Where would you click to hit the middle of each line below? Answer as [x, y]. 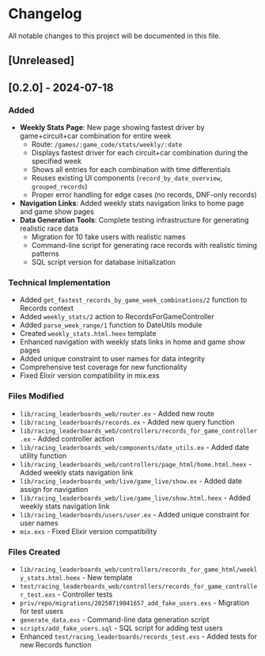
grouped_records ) [60, 186]
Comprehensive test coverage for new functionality [103, 367]
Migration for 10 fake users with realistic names [108, 237]
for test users [42, 611]
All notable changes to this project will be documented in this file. [115, 36]
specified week [56, 161]
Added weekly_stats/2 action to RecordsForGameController [117, 317]
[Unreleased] [42, 61]
